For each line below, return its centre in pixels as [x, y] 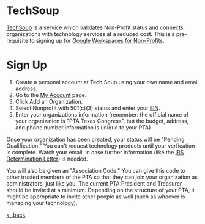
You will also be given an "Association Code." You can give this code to [96, 170]
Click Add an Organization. [49, 101]
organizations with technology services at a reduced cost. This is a [91, 34]
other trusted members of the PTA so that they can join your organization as [102, 177]
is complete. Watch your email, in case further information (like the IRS [95, 152]
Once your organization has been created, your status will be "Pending [95, 139]
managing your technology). [42, 203]
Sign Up [27, 65]
